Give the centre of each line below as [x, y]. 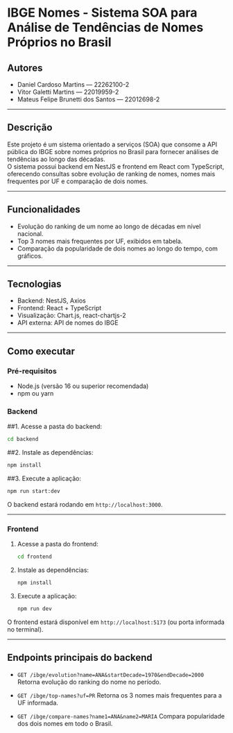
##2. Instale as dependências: [50, 453]
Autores [25, 68]
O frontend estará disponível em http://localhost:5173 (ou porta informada [116, 622]
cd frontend [34, 557]
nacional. [30, 233]
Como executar [41, 351]
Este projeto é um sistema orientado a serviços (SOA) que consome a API [112, 144]
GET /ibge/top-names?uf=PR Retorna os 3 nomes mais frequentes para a [119, 695]
